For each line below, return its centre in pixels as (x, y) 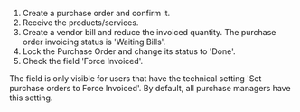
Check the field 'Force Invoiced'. (83, 61)
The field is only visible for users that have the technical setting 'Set (136, 79)
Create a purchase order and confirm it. (96, 13)
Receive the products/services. (80, 23)
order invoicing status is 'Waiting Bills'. (94, 42)
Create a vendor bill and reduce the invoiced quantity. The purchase (149, 32)
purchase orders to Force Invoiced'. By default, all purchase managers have (150, 88)
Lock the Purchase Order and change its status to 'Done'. (129, 51)
